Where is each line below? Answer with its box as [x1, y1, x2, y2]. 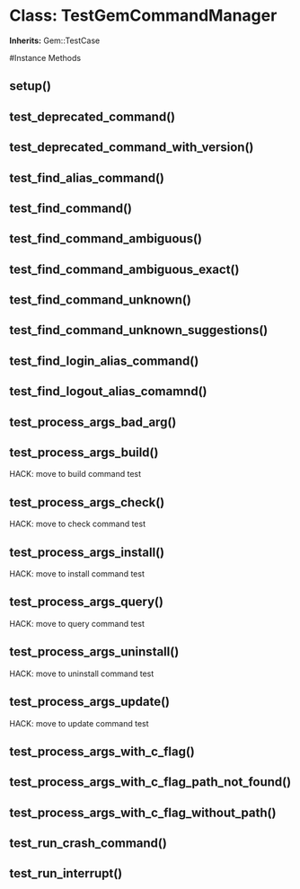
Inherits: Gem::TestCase [9, 35, 101, 46]
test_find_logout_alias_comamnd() [9, 383, 207, 400]
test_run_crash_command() [9, 836, 168, 851]
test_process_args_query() [9, 594, 164, 610]
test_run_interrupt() [9, 866, 123, 881]
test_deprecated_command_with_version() [9, 140, 254, 155]
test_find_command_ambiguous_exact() [9, 261, 240, 277]
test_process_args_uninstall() [9, 644, 180, 660]
